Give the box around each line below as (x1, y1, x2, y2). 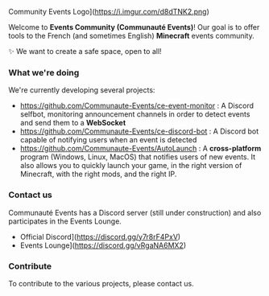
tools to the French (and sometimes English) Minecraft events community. (8, 31, 255, 40)
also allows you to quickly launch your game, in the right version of (19, 161, 242, 171)
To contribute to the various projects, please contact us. (8, 278, 195, 288)
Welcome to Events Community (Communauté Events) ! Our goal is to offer (8, 23, 260, 31)
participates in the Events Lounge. (8, 216, 122, 226)
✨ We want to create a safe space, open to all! (8, 47, 163, 55)
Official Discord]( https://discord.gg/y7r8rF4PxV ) (19, 232, 181, 241)
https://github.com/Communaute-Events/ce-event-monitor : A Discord (19, 101, 255, 111)
